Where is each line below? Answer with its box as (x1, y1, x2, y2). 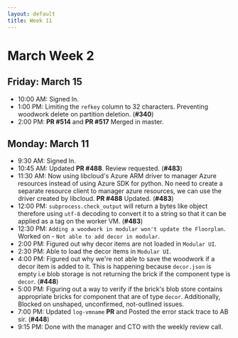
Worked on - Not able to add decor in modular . (17, 232, 160, 241)
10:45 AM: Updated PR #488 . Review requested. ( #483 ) (17, 164, 183, 173)
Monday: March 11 (7, 138, 90, 150)
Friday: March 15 (7, 76, 83, 88)
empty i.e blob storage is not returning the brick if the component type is (17, 270, 231, 278)
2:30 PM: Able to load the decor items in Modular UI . (17, 247, 172, 256)
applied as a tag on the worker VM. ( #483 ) (17, 217, 144, 226)
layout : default (7, 10, 55, 18)
